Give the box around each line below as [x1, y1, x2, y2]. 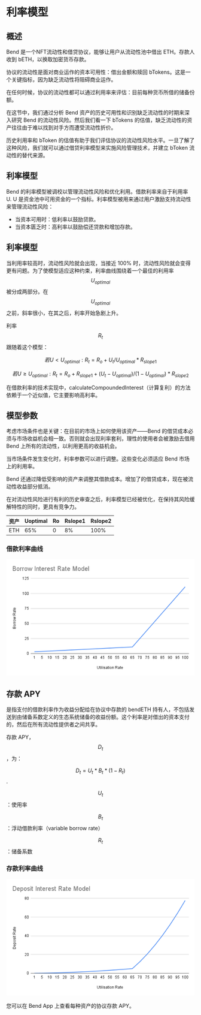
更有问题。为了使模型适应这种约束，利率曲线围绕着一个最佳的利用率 [6, 267, 174, 274]
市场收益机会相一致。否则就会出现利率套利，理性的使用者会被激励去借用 [16, 435, 195, 442]
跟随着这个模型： [6, 344, 48, 351]
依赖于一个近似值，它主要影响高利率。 [6, 391, 100, 399]
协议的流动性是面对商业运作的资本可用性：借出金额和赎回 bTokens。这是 [6, 68, 185, 76]
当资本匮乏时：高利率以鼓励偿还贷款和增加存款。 [14, 223, 136, 230]
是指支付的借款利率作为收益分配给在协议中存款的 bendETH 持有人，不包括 [6, 706, 190, 713]
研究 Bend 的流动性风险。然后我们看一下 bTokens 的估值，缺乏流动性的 [11, 116, 187, 124]
